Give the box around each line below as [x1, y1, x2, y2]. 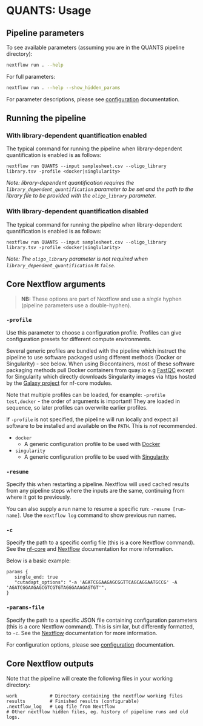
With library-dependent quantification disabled [6, 207, 148, 216]
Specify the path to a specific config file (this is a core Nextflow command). [6, 539, 195, 546]
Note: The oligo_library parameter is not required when [6, 255, 148, 262]
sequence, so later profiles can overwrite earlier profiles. [6, 404, 148, 411]
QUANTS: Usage [6, 4, 92, 18]
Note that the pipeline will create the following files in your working [6, 674, 173, 682]
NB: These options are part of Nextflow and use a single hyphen [21, 295, 182, 302]
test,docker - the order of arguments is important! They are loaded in [6, 398, 180, 405]
